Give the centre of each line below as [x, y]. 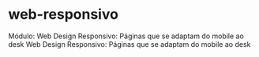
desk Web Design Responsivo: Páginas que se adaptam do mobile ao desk [129, 44]
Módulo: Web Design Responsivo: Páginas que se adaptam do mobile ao [126, 36]
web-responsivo [63, 14]
